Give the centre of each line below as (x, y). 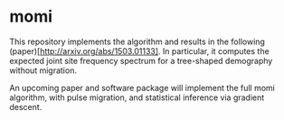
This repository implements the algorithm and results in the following (137, 42)
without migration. (43, 70)
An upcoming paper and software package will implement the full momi (142, 88)
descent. (26, 106)
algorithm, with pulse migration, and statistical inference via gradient (137, 97)
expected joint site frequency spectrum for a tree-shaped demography (141, 60)
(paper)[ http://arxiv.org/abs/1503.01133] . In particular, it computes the (139, 51)
